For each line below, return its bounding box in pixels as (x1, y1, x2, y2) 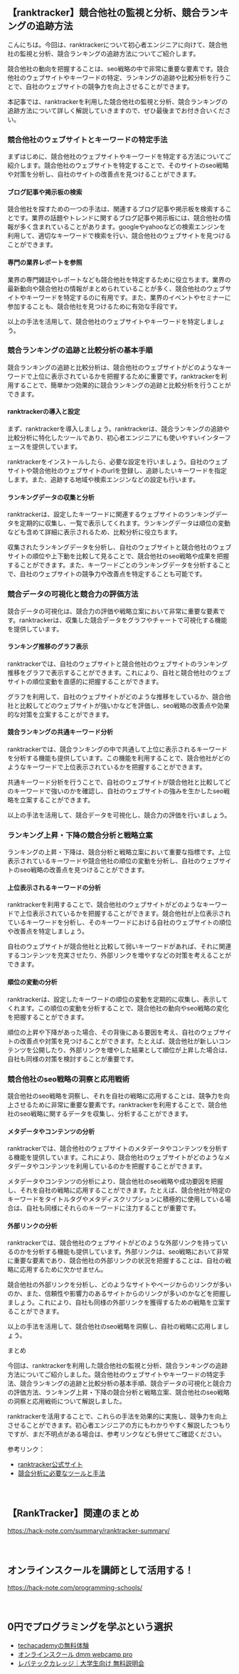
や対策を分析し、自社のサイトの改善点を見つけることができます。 (7, 170, 201, 179)
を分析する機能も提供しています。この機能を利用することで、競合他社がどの (7, 753, 231, 762)
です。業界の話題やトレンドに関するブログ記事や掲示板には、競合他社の (13, 214, 225, 222)
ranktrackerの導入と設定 (7, 407, 80, 416)
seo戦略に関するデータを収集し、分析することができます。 (19, 1109, 192, 1118)
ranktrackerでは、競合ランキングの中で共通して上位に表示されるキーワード (7, 745, 228, 753)
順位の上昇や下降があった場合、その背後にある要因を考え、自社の (7, 1027, 201, 1036)
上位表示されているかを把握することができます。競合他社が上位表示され (19, 909, 231, 918)
